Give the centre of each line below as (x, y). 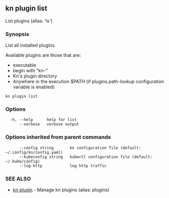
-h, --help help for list (43, 120)
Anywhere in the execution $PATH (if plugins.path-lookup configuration (88, 82)
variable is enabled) (34, 87)
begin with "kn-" (30, 71)
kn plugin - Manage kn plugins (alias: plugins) (61, 190)
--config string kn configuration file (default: (80, 148)
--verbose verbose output (49, 124)
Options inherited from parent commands (58, 137)
